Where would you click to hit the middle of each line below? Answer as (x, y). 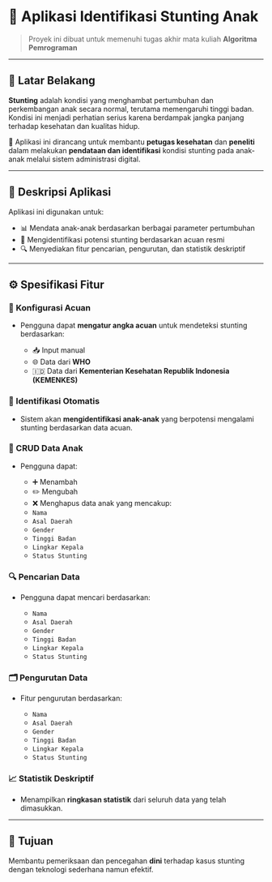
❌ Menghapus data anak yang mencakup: (102, 503)
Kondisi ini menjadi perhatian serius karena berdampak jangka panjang (126, 118)
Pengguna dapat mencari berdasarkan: (85, 597)
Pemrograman (53, 47)
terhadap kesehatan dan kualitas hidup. (74, 126)
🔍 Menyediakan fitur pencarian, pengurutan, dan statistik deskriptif (132, 248)
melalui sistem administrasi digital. (83, 159)
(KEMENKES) (55, 380)
